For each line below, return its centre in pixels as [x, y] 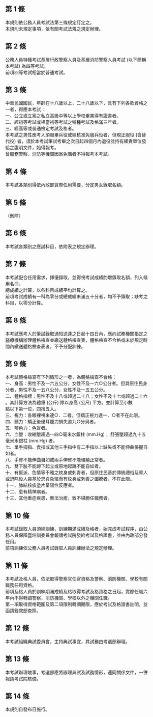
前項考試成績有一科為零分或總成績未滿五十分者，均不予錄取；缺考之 [76, 296]
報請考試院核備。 [23, 678]
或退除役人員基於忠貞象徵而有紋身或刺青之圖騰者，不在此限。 [70, 479]
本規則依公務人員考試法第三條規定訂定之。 [50, 22]
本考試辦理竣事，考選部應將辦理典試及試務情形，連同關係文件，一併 [76, 672]
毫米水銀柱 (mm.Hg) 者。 [31, 441]
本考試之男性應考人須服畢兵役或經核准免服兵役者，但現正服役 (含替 [76, 135]
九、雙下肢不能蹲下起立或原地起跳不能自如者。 [54, 466]
